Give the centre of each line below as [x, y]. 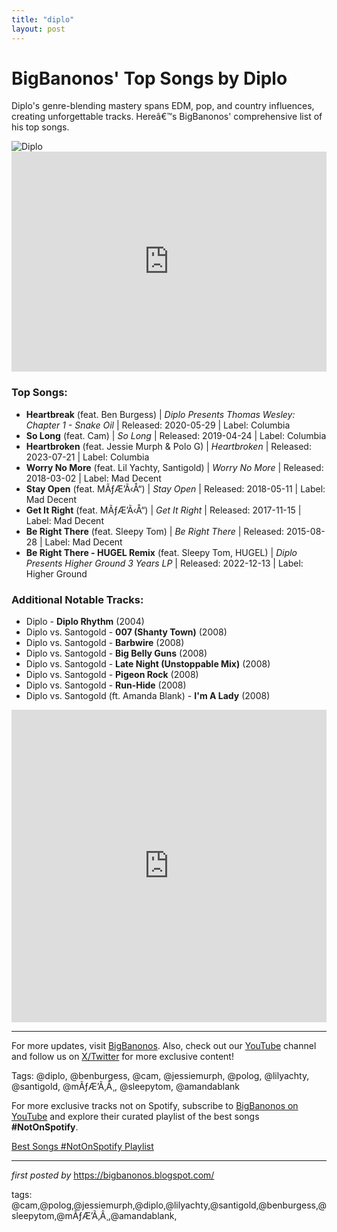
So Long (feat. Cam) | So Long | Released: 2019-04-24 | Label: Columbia [176, 435]
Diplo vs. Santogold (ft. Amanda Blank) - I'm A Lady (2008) [148, 696]
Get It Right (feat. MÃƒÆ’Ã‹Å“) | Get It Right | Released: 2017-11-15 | [163, 510]
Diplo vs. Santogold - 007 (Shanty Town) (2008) [126, 632]
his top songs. [40, 127]
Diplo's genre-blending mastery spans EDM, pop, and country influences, [163, 106]
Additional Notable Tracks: [77, 599]
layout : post [38, 29]
